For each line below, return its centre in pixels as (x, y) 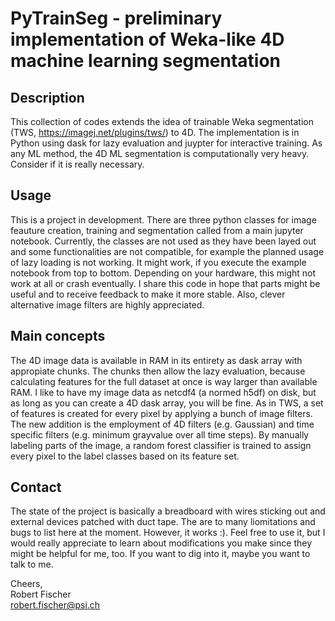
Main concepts (58, 336)
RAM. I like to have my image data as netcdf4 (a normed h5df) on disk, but (163, 392)
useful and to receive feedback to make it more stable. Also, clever (148, 294)
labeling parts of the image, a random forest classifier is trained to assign (161, 445)
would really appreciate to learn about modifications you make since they (161, 543)
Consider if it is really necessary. (77, 164)
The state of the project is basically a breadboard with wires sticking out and (168, 511)
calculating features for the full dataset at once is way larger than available (164, 381)
